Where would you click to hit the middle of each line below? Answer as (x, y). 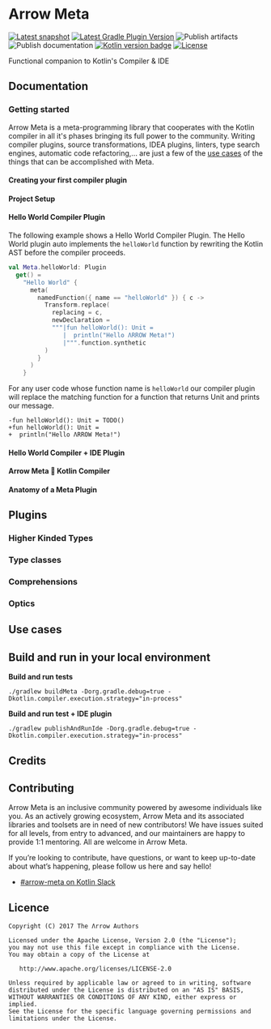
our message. (31, 405)
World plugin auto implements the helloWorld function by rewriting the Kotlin (136, 244)
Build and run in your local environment (110, 657)
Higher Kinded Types (51, 538)
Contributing (41, 788)
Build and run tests (41, 677)
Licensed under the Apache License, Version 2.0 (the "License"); (123, 941)
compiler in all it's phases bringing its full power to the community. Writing (132, 135)
